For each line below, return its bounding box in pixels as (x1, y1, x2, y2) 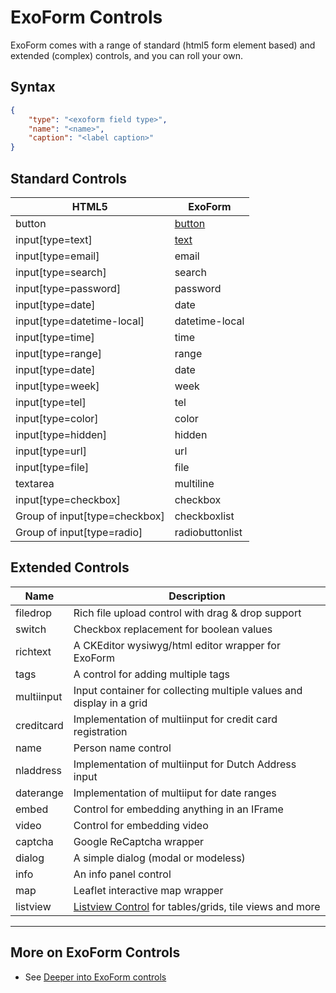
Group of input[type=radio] (15, 525, 143, 539)
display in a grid (73, 696, 148, 710)
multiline (174, 476, 215, 490)
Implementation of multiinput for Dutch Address (73, 757, 297, 771)
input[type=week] (15, 379, 100, 393)
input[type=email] (15, 249, 100, 263)
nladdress (15, 763, 62, 777)
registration (73, 724, 128, 738)
